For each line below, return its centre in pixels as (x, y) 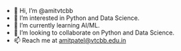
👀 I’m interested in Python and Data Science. (76, 18)
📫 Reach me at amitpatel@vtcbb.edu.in (70, 40)
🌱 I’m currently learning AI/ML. (57, 25)
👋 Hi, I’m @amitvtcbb (43, 11)
